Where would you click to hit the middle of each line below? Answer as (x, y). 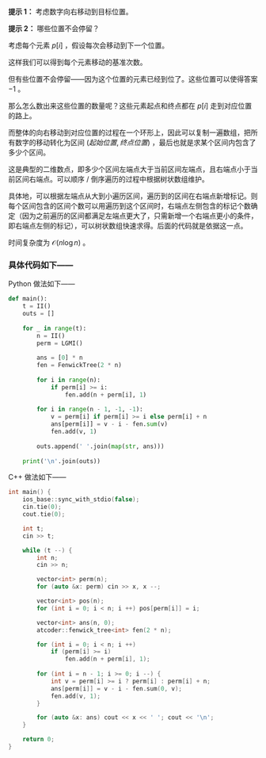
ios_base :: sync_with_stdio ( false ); (81, 500)
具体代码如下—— (41, 265)
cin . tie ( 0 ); (42, 507)
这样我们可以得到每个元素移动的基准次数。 (78, 62)
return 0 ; (39, 740)
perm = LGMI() (60, 343)
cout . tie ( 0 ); (44, 515)
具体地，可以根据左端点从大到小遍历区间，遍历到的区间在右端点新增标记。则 (133, 196)
